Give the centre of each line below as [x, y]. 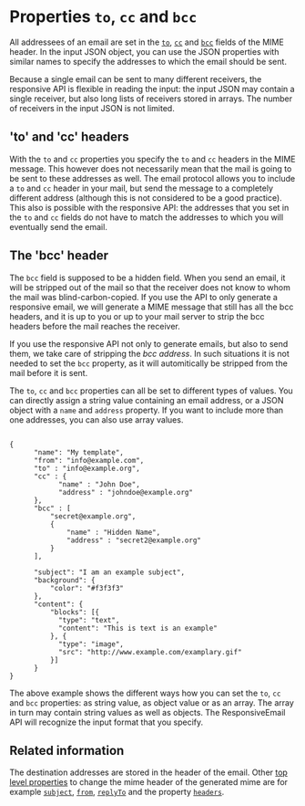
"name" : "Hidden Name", [114, 532]
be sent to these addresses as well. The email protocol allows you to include [152, 178]
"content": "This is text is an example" [138, 628]
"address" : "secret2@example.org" [134, 540]
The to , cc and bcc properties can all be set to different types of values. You [151, 391]
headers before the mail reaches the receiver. [95, 326]
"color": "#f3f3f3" [87, 588]
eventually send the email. [58, 226]
